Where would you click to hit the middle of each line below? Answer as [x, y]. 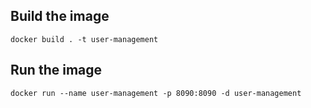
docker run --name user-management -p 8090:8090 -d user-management [156, 93]
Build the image [60, 16]
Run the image [56, 70]
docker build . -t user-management [84, 39]
